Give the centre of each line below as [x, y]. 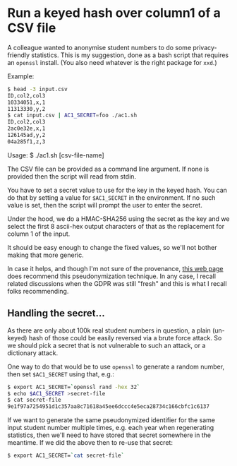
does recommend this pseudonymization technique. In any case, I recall [112, 276]
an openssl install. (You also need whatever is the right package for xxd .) [112, 62]
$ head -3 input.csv [38, 89]
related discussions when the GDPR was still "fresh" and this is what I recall [117, 283]
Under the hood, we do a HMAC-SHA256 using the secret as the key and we [119, 219]
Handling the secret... [56, 313]
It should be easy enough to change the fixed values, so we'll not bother [112, 247]
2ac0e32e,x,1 [26, 129]
